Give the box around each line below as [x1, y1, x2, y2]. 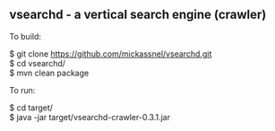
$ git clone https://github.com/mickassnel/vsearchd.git [9, 48, 212, 59]
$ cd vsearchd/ [9, 57, 65, 68]
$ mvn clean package [9, 67, 90, 78]
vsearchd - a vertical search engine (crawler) [9, 7, 267, 22]
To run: [9, 84, 36, 95]
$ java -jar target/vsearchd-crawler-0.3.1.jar [9, 111, 170, 122]
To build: [9, 31, 42, 41]
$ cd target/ [9, 102, 54, 113]
